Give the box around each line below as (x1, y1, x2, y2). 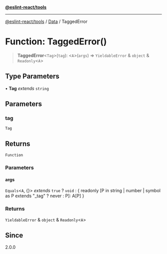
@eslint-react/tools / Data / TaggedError (5, 18, 88, 24)
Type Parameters (5, 72, 60, 81)
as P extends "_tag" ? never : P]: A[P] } (5, 193, 84, 199)
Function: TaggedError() (5, 36, 107, 47)
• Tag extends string (5, 85, 49, 91)
